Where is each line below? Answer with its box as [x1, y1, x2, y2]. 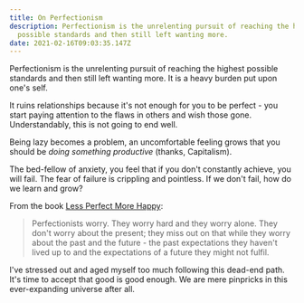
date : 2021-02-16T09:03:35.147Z [9, 38, 131, 48]
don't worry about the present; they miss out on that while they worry [31, 228, 291, 239]
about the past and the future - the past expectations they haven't [31, 237, 278, 249]
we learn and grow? [9, 183, 83, 194]
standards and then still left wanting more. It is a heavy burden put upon [9, 73, 278, 84]
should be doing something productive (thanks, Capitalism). [9, 147, 233, 157]
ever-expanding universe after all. [9, 284, 136, 295]
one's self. [9, 82, 48, 93]
